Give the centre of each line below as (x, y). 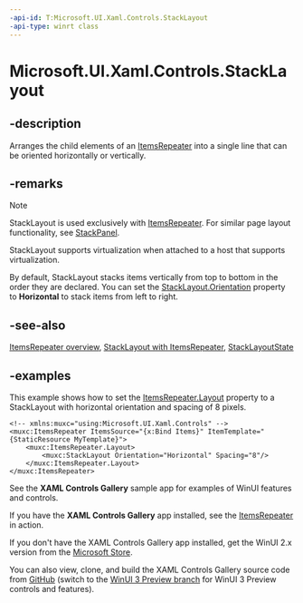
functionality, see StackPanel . (65, 233)
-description (45, 124)
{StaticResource (40, 439)
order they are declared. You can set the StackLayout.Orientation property (147, 287)
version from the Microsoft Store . (71, 552)
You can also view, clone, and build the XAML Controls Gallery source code (150, 569)
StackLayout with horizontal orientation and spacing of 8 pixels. (128, 407)
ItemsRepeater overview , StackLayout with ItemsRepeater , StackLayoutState (151, 347)
